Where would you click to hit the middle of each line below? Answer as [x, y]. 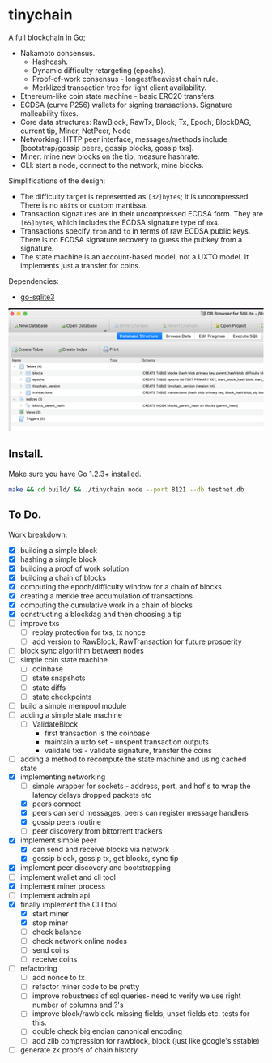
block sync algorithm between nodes [82, 651]
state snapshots [59, 678]
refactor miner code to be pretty [86, 987]
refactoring [39, 969]
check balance [57, 932]
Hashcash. [50, 62]
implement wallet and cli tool [68, 877]
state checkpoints [62, 697]
